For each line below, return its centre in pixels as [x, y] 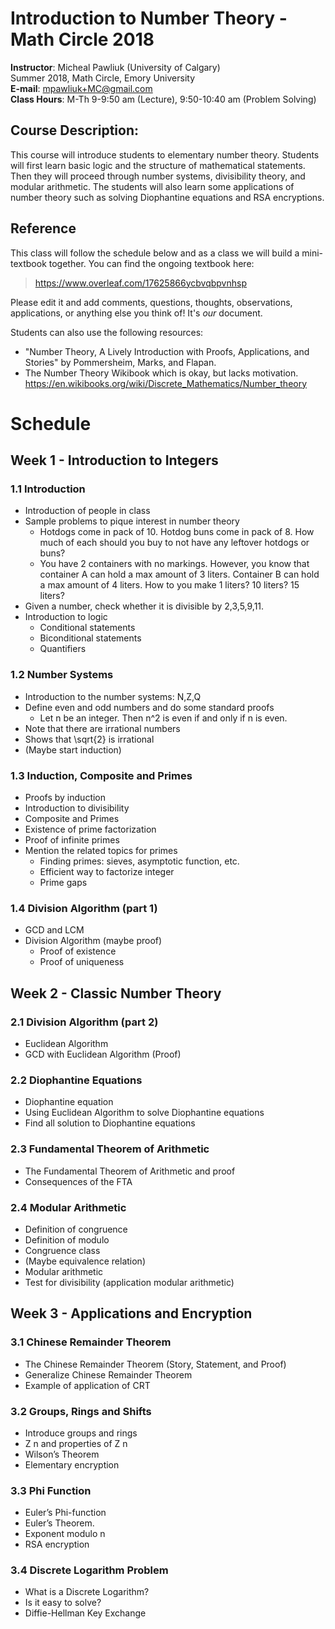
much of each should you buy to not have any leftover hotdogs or [174, 543]
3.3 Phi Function [51, 1490]
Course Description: [74, 130]
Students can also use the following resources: [107, 332]
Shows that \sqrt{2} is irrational [89, 739]
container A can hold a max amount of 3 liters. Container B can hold [179, 574]
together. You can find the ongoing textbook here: [151, 263]
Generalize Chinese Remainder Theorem [108, 1374]
